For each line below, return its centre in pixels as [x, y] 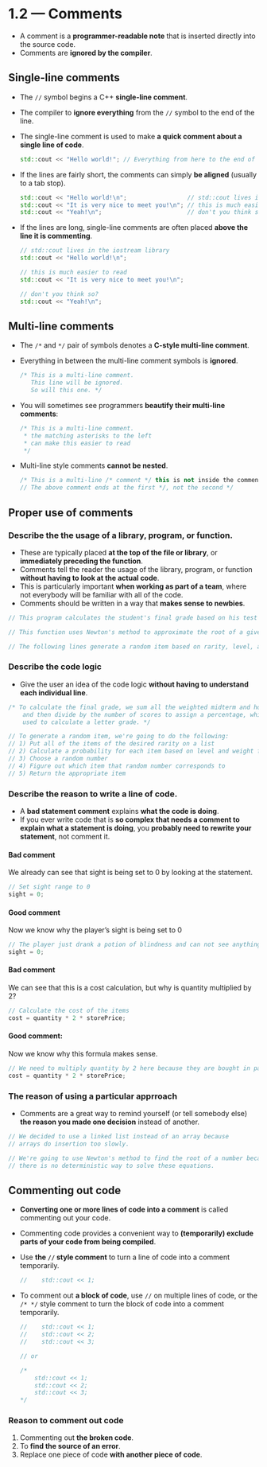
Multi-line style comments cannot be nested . [94, 465]
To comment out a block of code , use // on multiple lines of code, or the [139, 1296]
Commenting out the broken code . [76, 1438]
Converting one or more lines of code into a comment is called [124, 1209]
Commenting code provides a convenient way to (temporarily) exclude [137, 1233]
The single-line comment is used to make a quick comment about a [131, 136]
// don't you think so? [59, 294]
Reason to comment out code [66, 1421]
